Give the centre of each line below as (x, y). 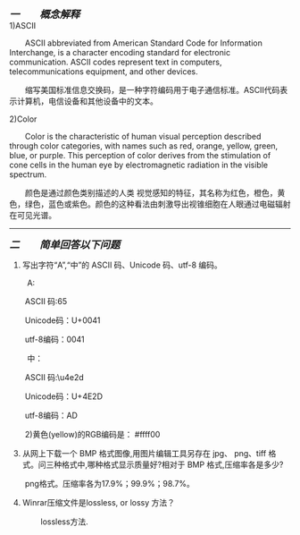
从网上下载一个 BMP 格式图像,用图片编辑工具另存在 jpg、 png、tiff (144, 453)
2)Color (23, 119)
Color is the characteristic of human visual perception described (143, 136)
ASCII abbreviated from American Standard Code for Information (144, 43)
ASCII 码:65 (46, 301)
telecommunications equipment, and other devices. (104, 72)
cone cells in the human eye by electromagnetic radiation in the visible (139, 165)
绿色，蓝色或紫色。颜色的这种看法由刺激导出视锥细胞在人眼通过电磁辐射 (158, 204)
